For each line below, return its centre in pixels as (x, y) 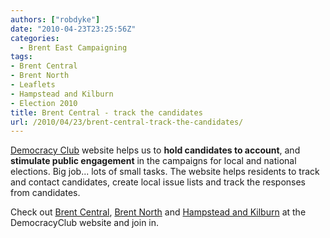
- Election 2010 (44, 103)
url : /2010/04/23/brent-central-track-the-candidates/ (127, 122)
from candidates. (45, 193)
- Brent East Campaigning (73, 47)
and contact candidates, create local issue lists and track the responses (158, 182)
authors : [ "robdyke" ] (55, 19)
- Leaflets (33, 85)
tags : (21, 57)
